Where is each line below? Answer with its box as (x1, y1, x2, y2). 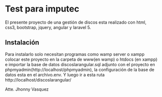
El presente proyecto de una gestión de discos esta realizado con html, (5, 19, 147, 25)
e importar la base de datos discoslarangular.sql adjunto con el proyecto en (5, 61, 156, 67)
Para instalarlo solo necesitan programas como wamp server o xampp (5, 51, 145, 57)
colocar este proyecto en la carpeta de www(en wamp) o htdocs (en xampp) (5, 56, 158, 62)
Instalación (5, 39, 40, 47)
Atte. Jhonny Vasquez (5, 86, 49, 92)
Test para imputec (5, 3, 80, 14)
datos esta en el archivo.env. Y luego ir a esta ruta (5, 71, 105, 78)
